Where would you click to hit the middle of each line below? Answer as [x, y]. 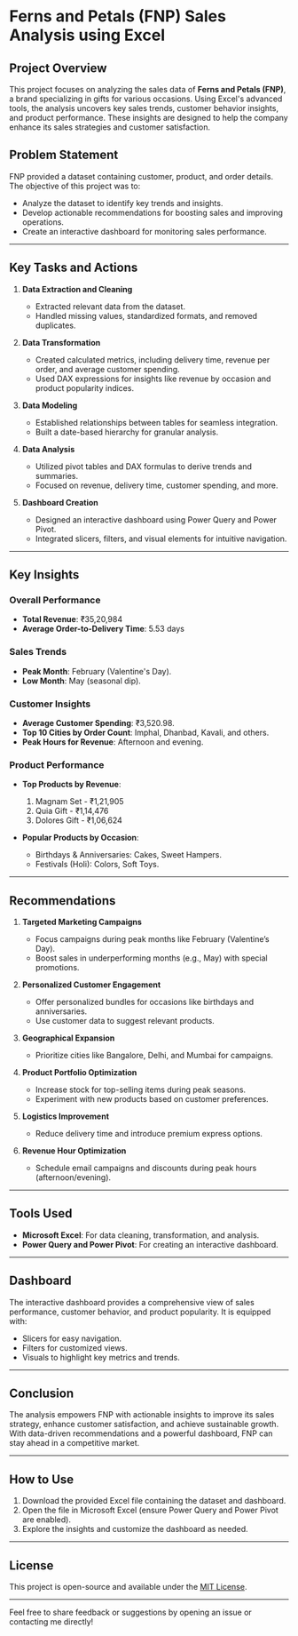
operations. [43, 222]
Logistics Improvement [65, 1116]
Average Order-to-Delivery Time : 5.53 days [103, 629]
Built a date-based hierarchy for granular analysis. [127, 432]
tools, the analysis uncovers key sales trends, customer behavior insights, [144, 108]
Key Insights [44, 575]
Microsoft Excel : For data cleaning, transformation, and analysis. [141, 1235]
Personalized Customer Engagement [91, 985]
